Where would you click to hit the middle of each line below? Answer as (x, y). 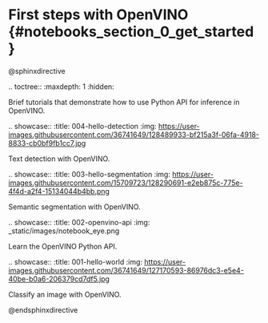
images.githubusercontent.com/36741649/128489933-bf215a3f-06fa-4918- (134, 135)
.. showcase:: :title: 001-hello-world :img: (75, 261)
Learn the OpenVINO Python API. (63, 246)
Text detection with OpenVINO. (59, 159)
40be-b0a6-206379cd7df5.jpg (59, 279)
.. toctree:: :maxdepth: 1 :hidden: (61, 87)
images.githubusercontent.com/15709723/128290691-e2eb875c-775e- (126, 183)
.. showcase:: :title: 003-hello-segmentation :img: (89, 174)
